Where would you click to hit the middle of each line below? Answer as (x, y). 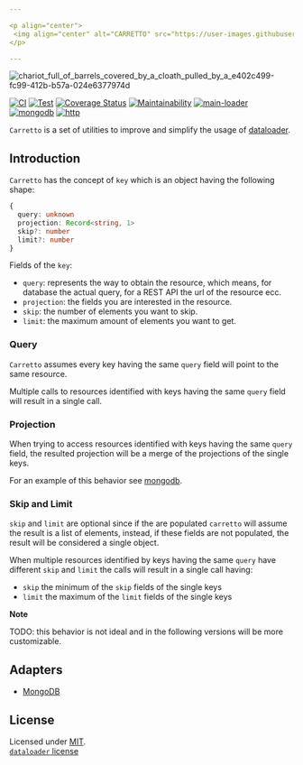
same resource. (38, 373)
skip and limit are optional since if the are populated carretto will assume (148, 523)
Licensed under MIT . (48, 742)
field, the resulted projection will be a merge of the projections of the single (149, 454)
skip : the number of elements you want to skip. (110, 311)
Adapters (36, 670)
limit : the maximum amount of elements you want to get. (129, 321)
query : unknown (46, 215)
